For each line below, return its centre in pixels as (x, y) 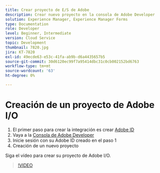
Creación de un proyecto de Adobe (80, 105)
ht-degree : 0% (20, 76)
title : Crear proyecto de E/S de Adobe (47, 10)
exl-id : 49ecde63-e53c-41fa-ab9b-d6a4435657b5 (55, 57)
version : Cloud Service (30, 38)
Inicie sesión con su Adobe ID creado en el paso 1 (64, 140)
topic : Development (26, 43)
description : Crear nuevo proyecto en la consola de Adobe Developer (80, 15)
